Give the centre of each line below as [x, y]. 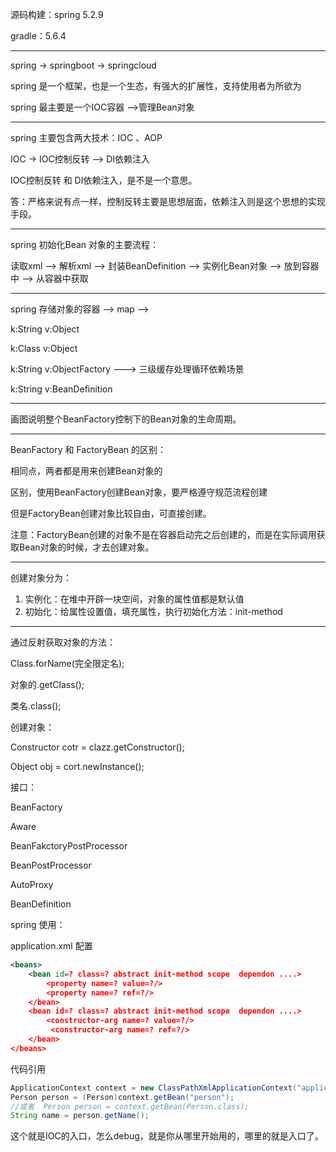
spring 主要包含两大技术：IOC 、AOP [86, 137]
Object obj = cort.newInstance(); [77, 766]
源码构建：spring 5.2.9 [57, 14]
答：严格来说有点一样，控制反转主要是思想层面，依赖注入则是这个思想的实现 [168, 201]
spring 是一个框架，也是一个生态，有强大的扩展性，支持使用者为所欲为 [156, 86]
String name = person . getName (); [80, 1116]
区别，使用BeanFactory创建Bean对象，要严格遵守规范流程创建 [139, 492]
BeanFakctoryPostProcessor [69, 846]
